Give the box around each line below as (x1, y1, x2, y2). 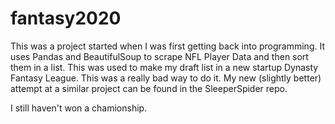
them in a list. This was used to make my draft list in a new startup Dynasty (10, 61, 319, 73)
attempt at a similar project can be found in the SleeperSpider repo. (10, 82, 288, 94)
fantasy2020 (10, 7, 122, 30)
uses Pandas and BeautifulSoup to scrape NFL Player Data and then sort (10, 50, 309, 62)
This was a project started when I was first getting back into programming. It (10, 40, 325, 52)
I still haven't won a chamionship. (10, 102, 148, 114)
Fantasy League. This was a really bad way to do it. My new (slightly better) (10, 72, 322, 84)
